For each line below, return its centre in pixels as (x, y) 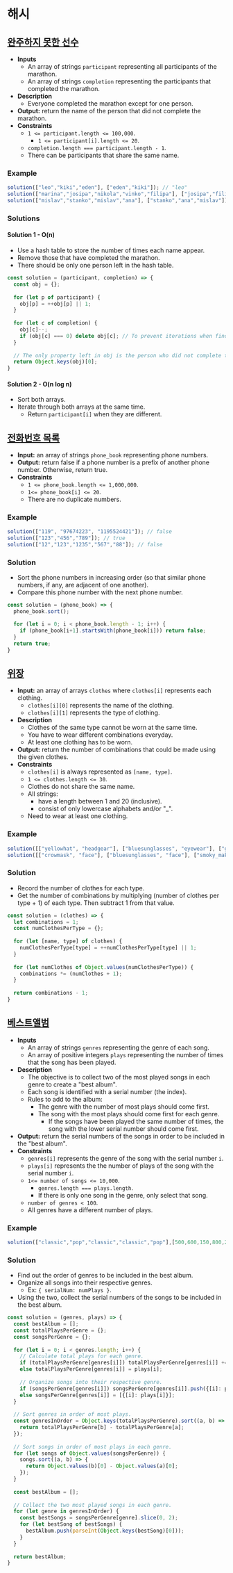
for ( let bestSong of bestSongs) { (71, 1524)
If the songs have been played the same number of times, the (136, 1121)
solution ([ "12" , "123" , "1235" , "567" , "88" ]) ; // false (85, 545)
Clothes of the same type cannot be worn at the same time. (112, 728)
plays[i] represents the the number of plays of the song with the (121, 1166)
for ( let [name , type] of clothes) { (68, 942)
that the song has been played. (72, 1062)
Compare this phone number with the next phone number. (100, 592)
